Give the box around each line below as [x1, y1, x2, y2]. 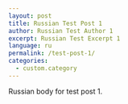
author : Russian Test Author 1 [8, 27, 114, 35]
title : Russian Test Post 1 [8, 19, 103, 27]
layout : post [8, 11, 52, 20]
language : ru [8, 42, 52, 50]
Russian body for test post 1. [8, 86, 103, 96]
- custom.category [15, 64, 78, 73]
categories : [8, 57, 48, 65]
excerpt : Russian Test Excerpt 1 [8, 34, 121, 43]
